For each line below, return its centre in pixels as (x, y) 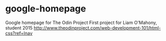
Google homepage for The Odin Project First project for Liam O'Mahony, (81, 22)
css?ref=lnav (19, 33)
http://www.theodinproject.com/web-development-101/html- (97, 27)
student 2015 (19, 27)
